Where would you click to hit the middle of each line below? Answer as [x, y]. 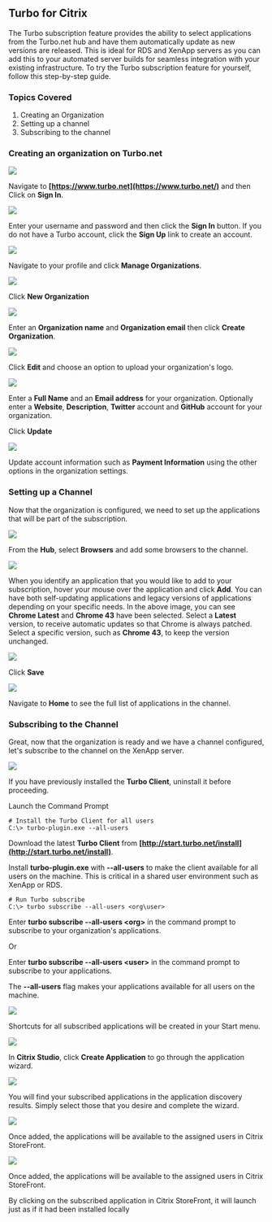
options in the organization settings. [68, 471]
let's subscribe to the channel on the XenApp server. [96, 751]
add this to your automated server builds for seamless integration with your [134, 59]
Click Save [26, 672]
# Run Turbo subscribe [47, 900]
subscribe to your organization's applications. [85, 930]
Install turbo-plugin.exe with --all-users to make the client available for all [133, 867]
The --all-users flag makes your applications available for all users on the [132, 986]
